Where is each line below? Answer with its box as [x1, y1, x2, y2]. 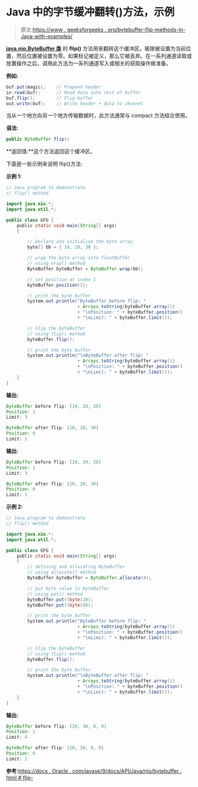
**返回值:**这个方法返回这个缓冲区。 [6, 148, 96, 155]
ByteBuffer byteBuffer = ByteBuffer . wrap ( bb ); [27, 265, 144, 272]
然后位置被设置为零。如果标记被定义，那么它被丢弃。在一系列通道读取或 [16, 52, 192, 59]
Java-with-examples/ [20, 33, 72, 40]
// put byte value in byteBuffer [27, 585, 110, 591]
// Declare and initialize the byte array [27, 239, 133, 245]
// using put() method [27, 591, 83, 597]
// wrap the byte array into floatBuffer [27, 255, 131, 261]
